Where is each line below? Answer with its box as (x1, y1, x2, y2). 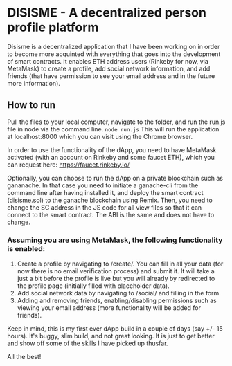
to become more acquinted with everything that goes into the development (7, 50, 221, 58)
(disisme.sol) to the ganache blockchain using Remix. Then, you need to (7, 196, 213, 204)
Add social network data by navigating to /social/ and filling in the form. (17, 289, 222, 298)
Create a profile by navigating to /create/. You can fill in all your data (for (17, 259, 224, 268)
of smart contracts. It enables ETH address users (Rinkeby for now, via (7, 57, 209, 65)
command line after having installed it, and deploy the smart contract (7, 188, 204, 196)
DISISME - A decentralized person (7, 5, 206, 21)
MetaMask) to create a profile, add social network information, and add (7, 64, 211, 73)
